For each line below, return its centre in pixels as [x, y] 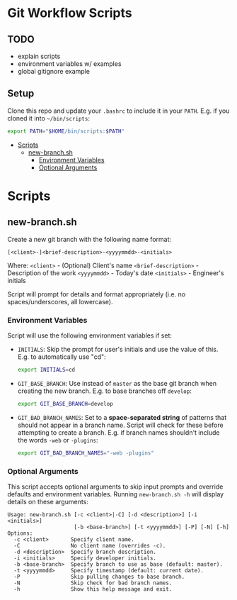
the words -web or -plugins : [58, 440]
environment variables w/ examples [69, 64]
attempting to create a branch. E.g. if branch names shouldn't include [118, 432]
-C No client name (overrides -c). [90, 545]
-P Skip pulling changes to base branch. [99, 577]
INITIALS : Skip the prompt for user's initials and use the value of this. [118, 349]
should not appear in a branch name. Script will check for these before [121, 425]
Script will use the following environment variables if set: [89, 335]
